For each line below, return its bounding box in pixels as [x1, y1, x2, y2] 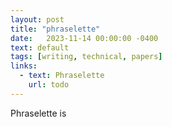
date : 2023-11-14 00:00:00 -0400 [10, 33, 159, 43]
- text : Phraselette [19, 71, 105, 81]
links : [10, 61, 38, 71]
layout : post [10, 14, 65, 25]
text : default [10, 42, 70, 53]
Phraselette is [10, 107, 67, 119]
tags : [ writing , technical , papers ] [10, 52, 163, 62]
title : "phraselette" [10, 24, 101, 34]
